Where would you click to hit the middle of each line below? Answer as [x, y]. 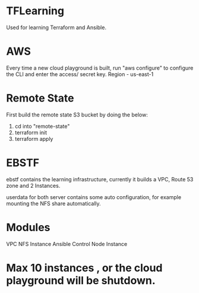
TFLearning [35, 11]
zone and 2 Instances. [33, 185]
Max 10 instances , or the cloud [84, 268]
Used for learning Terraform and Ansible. [56, 27]
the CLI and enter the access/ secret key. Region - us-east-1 [80, 74]
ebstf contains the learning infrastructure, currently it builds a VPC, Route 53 [100, 179]
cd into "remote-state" [42, 126]
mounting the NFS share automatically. [53, 203]
